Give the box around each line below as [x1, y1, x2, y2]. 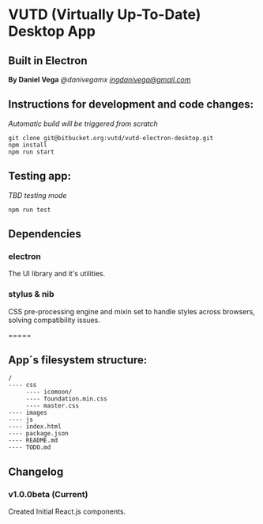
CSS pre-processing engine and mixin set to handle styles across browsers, [8, 306, 255, 316]
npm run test [8, 206, 51, 214]
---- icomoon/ [25, 388, 73, 397]
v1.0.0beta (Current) [8, 488, 88, 499]
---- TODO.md [8, 443, 51, 452]
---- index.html [8, 423, 62, 431]
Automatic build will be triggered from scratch [8, 119, 158, 128]
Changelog [8, 465, 64, 478]
